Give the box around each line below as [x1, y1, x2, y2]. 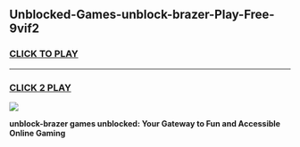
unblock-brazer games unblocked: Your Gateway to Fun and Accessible [9, 118, 281, 128]
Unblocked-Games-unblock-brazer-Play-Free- [9, 7, 275, 22]
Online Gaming [9, 127, 66, 138]
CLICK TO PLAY [9, 48, 79, 61]
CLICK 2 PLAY [9, 81, 71, 94]
